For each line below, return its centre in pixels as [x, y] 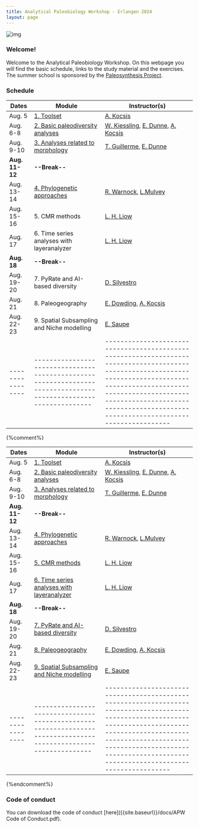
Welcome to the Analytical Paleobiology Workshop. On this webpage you [95, 62]
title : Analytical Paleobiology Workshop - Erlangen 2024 [79, 12]
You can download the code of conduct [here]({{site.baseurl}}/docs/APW [96, 813]
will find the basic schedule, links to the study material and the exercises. [95, 68]
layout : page [22, 17]
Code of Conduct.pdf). [34, 819]
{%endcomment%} [30, 784]
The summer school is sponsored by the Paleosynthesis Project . [84, 75]
